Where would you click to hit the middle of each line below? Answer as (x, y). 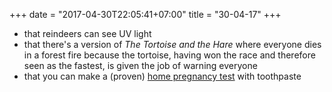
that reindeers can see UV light (87, 33)
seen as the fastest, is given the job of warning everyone (140, 65)
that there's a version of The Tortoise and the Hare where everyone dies (172, 44)
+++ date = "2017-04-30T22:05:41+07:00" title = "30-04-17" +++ (145, 14)
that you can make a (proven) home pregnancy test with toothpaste (162, 76)
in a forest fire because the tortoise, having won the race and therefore (169, 55)
